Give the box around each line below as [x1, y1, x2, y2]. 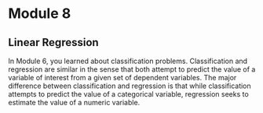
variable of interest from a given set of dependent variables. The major [8, 73, 237, 82]
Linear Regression [8, 36, 100, 49]
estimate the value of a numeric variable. [8, 98, 141, 107]
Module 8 [8, 5, 71, 23]
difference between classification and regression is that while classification [8, 81, 251, 90]
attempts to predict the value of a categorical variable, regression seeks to [8, 90, 249, 98]
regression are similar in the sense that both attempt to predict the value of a [8, 65, 256, 74]
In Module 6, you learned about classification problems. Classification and [8, 56, 248, 65]
